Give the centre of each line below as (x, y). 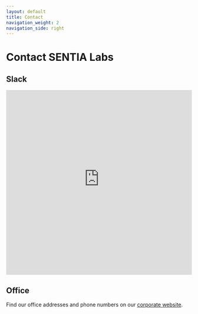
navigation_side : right (35, 28)
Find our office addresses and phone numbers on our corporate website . (95, 305)
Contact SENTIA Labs (60, 57)
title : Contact (25, 17)
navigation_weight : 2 (33, 22)
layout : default (26, 12)
